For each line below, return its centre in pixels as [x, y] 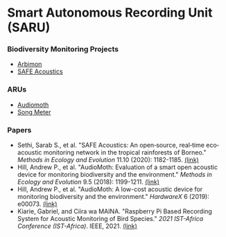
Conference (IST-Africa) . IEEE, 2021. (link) [77, 226]
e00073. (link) [37, 204]
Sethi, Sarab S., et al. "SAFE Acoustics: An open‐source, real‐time [111, 145]
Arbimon [29, 64]
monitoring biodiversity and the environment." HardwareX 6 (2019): [113, 197]
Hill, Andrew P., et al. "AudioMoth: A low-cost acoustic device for [110, 189]
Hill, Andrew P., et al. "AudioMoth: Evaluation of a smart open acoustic [118, 167]
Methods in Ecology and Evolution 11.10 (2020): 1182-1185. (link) [108, 160]
